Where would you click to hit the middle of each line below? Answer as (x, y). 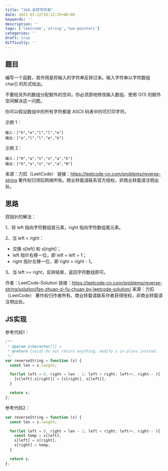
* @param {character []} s (34, 347)
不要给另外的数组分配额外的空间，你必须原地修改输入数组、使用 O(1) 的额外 (83, 94)
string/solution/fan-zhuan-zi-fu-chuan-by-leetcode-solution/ (68, 289)
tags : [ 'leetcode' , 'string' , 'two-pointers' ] (52, 29)
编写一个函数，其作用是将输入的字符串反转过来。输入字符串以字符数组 (78, 77)
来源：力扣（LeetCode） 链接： (38, 174)
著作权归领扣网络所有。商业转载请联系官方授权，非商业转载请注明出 (89, 180)
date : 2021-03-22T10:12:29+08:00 (40, 15)
